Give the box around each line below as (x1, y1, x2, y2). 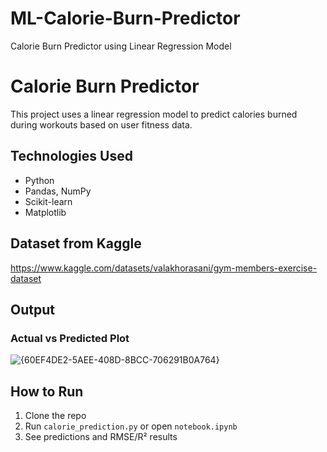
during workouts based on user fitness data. (10, 118, 193, 131)
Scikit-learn (24, 195, 73, 207)
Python (24, 174, 55, 186)
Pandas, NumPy (24, 185, 92, 197)
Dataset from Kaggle (10, 235, 142, 252)
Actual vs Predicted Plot (10, 331, 130, 345)
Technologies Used (10, 148, 133, 165)
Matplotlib (24, 206, 67, 218)
